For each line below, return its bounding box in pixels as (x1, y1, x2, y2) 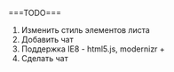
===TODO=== (8, 8, 62, 18)
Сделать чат (20, 53, 68, 63)
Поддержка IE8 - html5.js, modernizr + (20, 44, 165, 54)
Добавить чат (20, 35, 74, 44)
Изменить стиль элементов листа (20, 25, 150, 35)
